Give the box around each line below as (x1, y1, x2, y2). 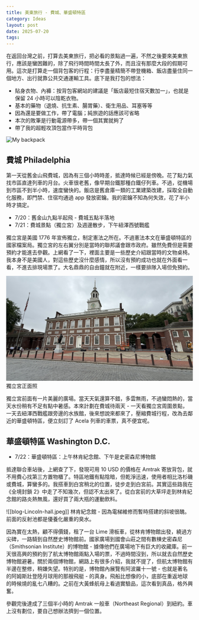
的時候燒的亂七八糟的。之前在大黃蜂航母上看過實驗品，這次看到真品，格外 (6, 580, 188, 587)
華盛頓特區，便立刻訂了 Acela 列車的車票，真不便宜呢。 (16, 417, 153, 424)
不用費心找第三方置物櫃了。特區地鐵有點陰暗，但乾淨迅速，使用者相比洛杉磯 (6, 473, 193, 481)
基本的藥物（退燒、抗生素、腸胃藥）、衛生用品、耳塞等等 (14, 102, 153, 109)
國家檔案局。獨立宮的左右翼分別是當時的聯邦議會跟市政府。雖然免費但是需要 (6, 241, 193, 249)
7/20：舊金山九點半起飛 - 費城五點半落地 (14, 214, 115, 221)
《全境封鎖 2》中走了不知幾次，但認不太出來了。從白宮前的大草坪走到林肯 (6, 488, 188, 495)
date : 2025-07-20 (6, 28, 49, 34)
